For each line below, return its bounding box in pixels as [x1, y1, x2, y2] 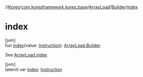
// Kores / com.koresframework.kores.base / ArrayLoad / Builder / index [5, 4, 138, 10]
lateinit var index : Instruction [5, 66, 62, 72]
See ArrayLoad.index [5, 52, 47, 58]
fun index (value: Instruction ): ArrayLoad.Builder [5, 42, 101, 48]
